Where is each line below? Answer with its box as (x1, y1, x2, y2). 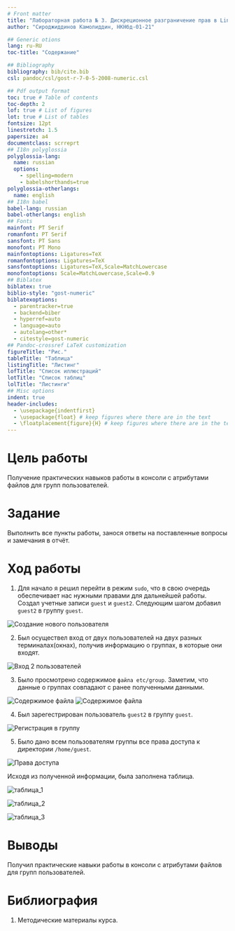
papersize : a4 (7, 133, 49, 140)
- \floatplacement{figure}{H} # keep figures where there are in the (13, 420, 220, 427)
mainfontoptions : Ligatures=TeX (7, 250, 101, 257)
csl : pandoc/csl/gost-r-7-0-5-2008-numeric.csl (7, 74, 149, 81)
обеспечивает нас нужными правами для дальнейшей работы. (17, 591, 207, 600)
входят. (17, 648, 40, 657)
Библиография (7, 892, 98, 909)
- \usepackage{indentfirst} (13, 407, 96, 414)
